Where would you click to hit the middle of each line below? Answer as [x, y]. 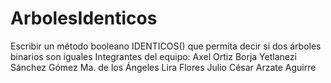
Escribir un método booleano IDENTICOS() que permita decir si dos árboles [166, 46]
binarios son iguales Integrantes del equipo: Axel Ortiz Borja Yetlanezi [153, 56]
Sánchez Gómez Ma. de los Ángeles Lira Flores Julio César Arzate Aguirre [163, 67]
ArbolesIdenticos [84, 18]
